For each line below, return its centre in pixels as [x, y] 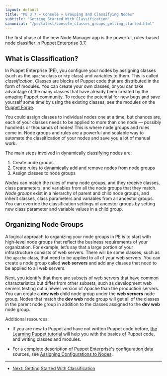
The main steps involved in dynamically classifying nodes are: [69, 153]
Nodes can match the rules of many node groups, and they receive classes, [83, 183]
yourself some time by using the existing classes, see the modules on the [80, 102]
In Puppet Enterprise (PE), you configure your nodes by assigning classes [81, 70]
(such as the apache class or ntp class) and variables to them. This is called [82, 76]
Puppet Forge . [20, 108]
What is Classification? [42, 58]
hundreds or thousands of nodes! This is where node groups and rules [77, 127]
